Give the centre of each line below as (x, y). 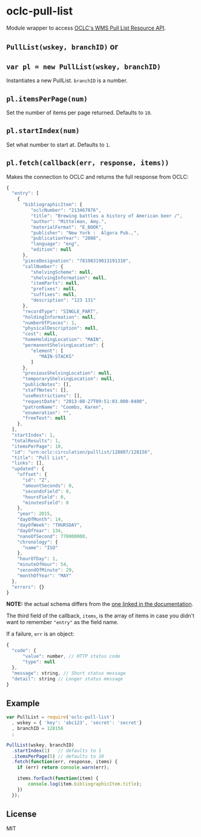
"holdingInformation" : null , (59, 317)
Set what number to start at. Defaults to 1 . (58, 145)
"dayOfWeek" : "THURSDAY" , (50, 525)
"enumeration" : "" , (47, 412)
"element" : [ (47, 351)
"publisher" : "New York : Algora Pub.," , (85, 233)
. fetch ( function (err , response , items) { (65, 762)
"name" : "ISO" (40, 548)
